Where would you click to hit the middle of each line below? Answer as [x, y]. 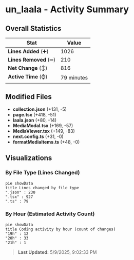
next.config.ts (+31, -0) [38, 136]
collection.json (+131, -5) [40, 109]
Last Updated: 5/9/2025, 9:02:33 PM [57, 252]
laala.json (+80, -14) [35, 120]
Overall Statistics [33, 28]
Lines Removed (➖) [32, 60]
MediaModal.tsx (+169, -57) [43, 125]
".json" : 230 [21, 192]
